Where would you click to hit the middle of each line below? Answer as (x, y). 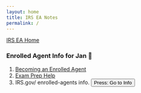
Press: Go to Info (113, 82)
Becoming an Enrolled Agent (51, 69)
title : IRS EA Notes (32, 18)
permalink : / (23, 23)
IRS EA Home (23, 40)
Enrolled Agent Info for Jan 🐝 (49, 56)
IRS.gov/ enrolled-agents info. (52, 82)
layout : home (23, 12)
